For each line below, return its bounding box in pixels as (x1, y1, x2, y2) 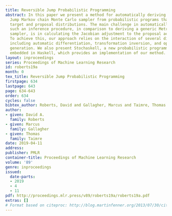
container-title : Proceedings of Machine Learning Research (5, 155, 137, 160)
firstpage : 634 (5, 79, 38, 84)
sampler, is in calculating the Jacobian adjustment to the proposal (10, 31, 161, 36)
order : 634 (5, 93, 29, 98)
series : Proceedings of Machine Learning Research (5, 60, 116, 65)
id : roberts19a (5, 64, 38, 70)
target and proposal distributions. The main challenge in (10, 21, 139, 27)
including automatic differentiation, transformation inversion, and (10, 41, 161, 46)
